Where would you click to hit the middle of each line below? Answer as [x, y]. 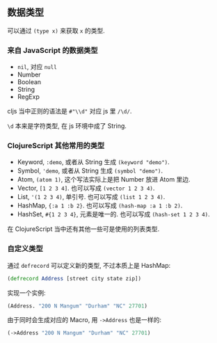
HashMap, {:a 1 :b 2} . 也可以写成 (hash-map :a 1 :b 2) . [100, 206]
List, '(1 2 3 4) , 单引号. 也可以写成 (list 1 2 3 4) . [91, 197]
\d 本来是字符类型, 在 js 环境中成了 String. [67, 126]
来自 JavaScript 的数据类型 [53, 50]
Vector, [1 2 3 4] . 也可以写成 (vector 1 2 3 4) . [86, 188]
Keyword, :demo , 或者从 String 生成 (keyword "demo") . [93, 162]
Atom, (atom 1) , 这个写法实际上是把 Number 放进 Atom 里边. [104, 180]
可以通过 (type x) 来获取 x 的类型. [56, 31]
